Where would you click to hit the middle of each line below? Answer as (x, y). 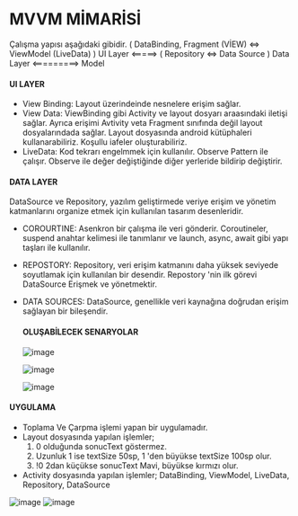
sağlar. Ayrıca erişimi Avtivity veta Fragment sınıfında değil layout (142, 123)
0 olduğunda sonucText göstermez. (101, 446)
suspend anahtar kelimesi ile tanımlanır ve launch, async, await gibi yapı (155, 238)
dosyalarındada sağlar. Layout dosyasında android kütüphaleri (137, 133)
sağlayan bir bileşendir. (65, 311)
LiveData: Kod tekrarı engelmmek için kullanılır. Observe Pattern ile (145, 152)
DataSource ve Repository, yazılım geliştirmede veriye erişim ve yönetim (143, 201)
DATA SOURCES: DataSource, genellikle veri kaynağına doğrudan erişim (155, 302)
